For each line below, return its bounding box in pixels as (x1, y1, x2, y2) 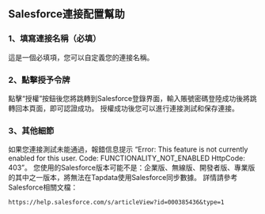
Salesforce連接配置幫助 (8, 7, 125, 21)
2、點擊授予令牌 (8, 74, 70, 85)
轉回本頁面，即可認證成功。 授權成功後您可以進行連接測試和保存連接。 (8, 103, 239, 113)
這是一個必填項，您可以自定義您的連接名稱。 (8, 52, 154, 62)
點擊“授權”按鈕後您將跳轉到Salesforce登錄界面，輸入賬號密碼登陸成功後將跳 (8, 93, 257, 103)
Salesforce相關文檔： (8, 182, 78, 192)
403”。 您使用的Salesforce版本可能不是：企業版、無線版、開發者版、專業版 (8, 163, 256, 172)
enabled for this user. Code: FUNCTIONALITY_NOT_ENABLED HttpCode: (8, 153, 245, 163)
